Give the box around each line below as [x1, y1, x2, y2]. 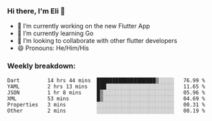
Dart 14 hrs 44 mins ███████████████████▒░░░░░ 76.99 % [7, 77, 206, 84]
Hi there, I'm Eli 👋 [7, 6, 66, 16]
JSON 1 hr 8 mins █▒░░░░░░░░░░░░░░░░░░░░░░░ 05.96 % [7, 89, 206, 96]
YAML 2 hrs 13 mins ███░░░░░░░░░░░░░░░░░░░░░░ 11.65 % [7, 83, 206, 90]
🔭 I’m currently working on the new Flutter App [17, 22, 151, 30]
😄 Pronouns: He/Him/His [17, 44, 90, 53]
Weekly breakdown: [7, 62, 76, 71]
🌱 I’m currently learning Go [17, 29, 94, 37]
